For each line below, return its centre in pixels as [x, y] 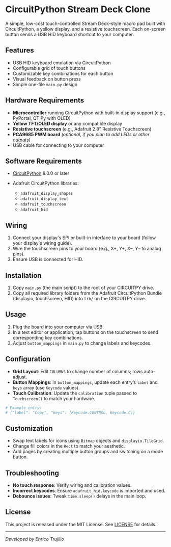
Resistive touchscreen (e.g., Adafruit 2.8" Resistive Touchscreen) [82, 129]
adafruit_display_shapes [47, 194]
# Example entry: [24, 408]
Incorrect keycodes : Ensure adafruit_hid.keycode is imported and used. [89, 491]
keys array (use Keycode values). [46, 387]
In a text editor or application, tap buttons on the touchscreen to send [85, 332]
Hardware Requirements [45, 100]
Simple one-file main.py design [45, 84]
